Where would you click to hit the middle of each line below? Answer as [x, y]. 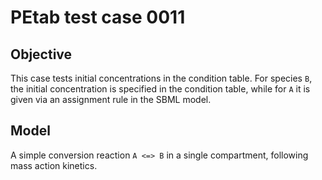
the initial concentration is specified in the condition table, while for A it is [160, 89]
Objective [41, 54]
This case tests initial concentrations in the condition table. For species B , [161, 78]
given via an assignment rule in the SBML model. [111, 99]
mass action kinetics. [54, 165]
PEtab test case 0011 [98, 17]
